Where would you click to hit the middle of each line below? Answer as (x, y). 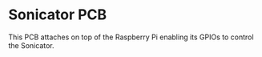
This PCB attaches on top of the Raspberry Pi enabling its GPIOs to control (131, 37)
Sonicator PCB (58, 15)
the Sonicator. (31, 45)
